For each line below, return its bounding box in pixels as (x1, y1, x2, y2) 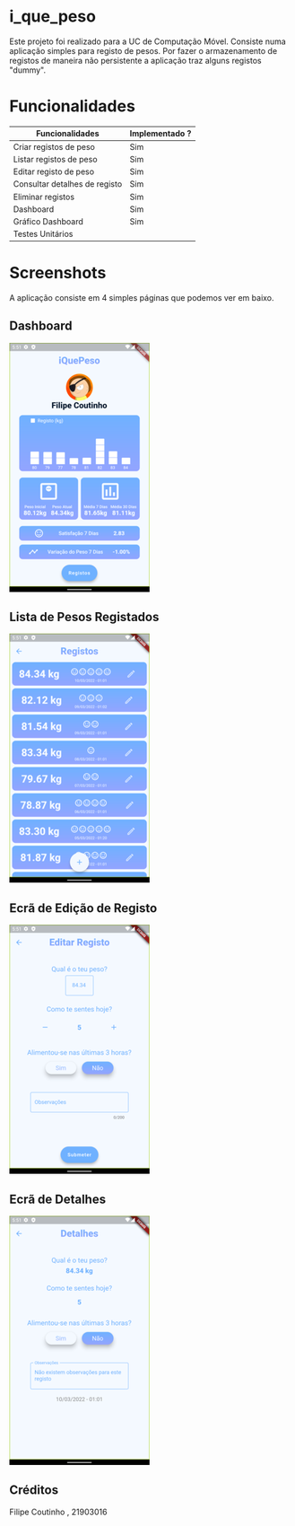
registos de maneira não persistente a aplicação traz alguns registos (9, 55, 262, 66)
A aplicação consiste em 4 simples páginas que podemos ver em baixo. (9, 292, 275, 303)
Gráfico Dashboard (13, 216, 83, 227)
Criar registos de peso (13, 141, 96, 152)
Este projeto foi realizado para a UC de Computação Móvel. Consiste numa (9, 36, 287, 47)
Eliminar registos (13, 191, 74, 202)
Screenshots (9, 263, 107, 284)
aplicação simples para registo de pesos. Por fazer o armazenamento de (9, 45, 278, 56)
